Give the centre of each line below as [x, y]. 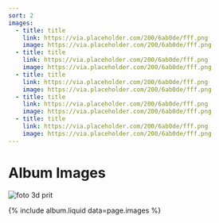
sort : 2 [21, 15]
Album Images [57, 173]
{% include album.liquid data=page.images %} [85, 210]
